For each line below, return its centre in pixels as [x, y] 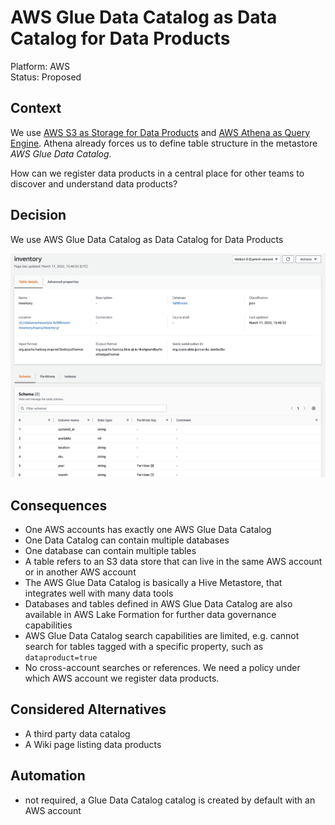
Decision [38, 215]
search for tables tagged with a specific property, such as [144, 647]
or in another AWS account [80, 572]
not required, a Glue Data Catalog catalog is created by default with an [170, 800]
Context [36, 108]
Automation [48, 776]
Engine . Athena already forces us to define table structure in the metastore [164, 143]
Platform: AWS [40, 66]
